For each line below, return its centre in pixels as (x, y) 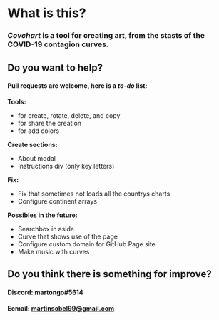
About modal (36, 158)
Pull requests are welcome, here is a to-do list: (77, 86)
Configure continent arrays (57, 201)
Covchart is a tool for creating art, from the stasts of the (106, 36)
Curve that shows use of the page (67, 236)
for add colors (38, 131)
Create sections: (33, 144)
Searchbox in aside (46, 229)
